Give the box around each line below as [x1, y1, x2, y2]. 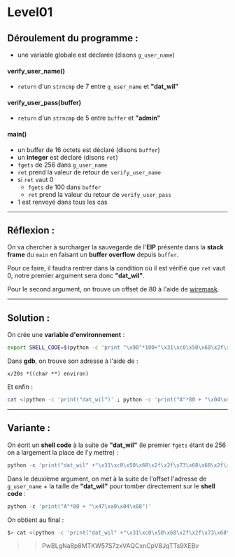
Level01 [7, 4, 53, 20]
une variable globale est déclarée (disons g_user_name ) [17, 50, 175, 59]
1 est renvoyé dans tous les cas [17, 198, 108, 206]
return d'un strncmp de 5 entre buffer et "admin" [17, 114, 161, 123]
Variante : [7, 422, 51, 434]
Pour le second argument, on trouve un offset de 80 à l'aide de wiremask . [7, 285, 220, 294]
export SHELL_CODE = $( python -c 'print [7, 344, 120, 351]
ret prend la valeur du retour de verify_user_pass [27, 190, 171, 198]
